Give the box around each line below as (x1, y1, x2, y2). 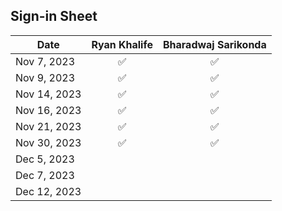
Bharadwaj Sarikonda (162, 37, 267, 51)
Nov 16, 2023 (15, 103, 82, 117)
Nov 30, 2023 (15, 135, 82, 149)
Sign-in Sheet (10, 8, 98, 25)
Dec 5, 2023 (15, 152, 75, 166)
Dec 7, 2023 (15, 168, 75, 182)
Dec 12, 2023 (15, 184, 82, 198)
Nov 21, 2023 (15, 119, 82, 133)
